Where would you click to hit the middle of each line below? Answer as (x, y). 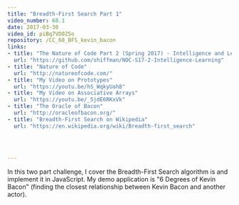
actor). (17, 194)
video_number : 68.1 (36, 21)
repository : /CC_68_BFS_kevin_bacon (62, 40)
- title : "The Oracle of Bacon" (55, 106)
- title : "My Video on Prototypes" (60, 80)
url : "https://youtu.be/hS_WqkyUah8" (70, 87)
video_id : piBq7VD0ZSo (41, 34)
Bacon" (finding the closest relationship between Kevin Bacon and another (117, 187)
